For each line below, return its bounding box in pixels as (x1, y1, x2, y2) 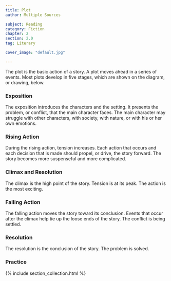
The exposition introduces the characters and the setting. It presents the (5, 104, 159, 110)
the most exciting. (5, 185, 43, 192)
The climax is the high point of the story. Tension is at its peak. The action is (5, 180, 166, 186)
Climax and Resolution (5, 168, 63, 176)
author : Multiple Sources (5, 12, 61, 17)
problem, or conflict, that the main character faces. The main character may (5, 109, 166, 116)
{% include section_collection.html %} (5, 270, 86, 276)
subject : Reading (5, 22, 43, 27)
